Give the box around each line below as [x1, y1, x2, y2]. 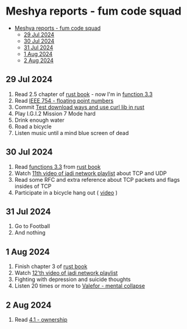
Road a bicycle [14, 123, 52, 130]
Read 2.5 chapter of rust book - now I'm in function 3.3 [14, 90, 153, 98]
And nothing [14, 229, 46, 237]
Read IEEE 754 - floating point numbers [14, 97, 114, 104]
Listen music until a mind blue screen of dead [14, 129, 129, 136]
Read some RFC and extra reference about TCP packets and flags [14, 176, 180, 183]
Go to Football [14, 223, 50, 230]
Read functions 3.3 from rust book [14, 163, 101, 170]
